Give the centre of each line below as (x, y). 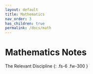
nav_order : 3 (18, 19)
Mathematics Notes (46, 53)
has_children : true (25, 23)
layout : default (22, 10)
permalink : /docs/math (28, 28)
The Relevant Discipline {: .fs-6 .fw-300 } (46, 66)
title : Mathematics (25, 14)
